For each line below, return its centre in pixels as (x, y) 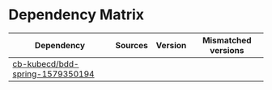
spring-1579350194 (53, 74)
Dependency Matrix (76, 15)
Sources (132, 45)
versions (227, 50)
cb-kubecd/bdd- (46, 63)
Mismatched (227, 40)
